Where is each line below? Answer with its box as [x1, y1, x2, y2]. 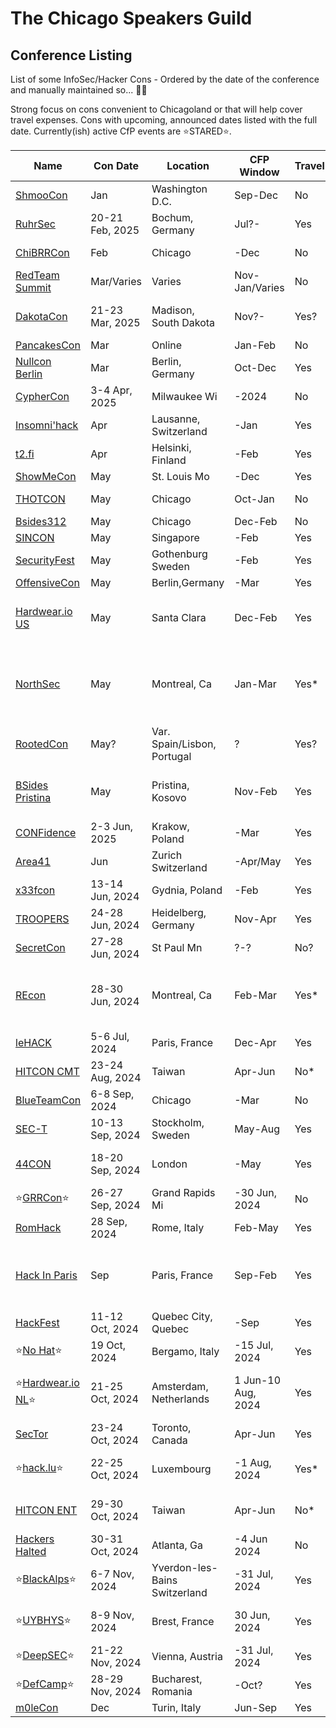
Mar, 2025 [90, 316, 141, 329]
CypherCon [15, 390, 70, 403]
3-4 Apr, [90, 383, 133, 397]
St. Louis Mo [151, 470, 210, 483]
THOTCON [15, 492, 66, 506]
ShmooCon [15, 188, 68, 202]
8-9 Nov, [90, 1608, 135, 1622]
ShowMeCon [15, 470, 77, 483]
